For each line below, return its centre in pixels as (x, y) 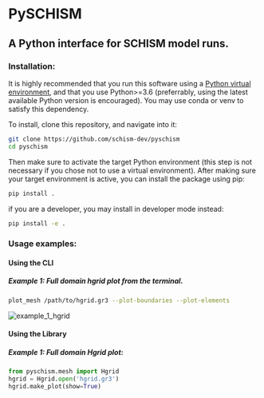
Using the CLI (31, 263)
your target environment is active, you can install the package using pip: (126, 179)
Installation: (32, 66)
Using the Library (37, 334)
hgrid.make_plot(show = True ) (55, 387)
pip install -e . (37, 223)
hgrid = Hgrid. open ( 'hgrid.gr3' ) (64, 379)
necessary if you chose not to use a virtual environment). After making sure (132, 170)
